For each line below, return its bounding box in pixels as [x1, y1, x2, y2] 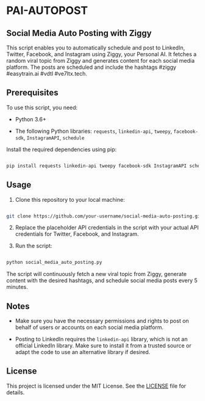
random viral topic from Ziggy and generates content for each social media [6, 57, 195, 64]
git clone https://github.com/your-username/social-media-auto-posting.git [6, 213, 203, 219]
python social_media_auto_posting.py [6, 260, 103, 266]
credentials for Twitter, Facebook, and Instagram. [15, 230, 139, 238]
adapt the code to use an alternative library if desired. [15, 349, 151, 356]
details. [6, 388, 25, 396]
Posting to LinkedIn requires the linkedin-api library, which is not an [15, 336, 188, 343]
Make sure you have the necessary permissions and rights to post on [15, 318, 189, 325]
